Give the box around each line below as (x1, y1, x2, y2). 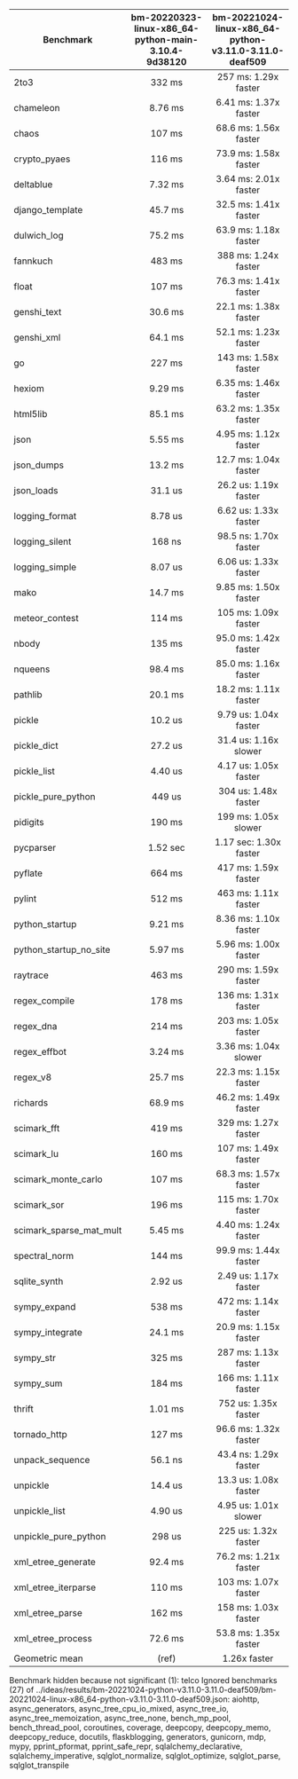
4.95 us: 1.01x (216, 1500, 279, 1511)
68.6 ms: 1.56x (216, 122, 280, 134)
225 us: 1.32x (218, 1525, 278, 1537)
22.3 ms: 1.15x (216, 1066, 280, 1077)
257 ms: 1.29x (216, 71, 279, 83)
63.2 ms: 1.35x (216, 403, 280, 414)
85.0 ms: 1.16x (216, 657, 280, 669)
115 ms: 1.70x (216, 1193, 279, 1205)
